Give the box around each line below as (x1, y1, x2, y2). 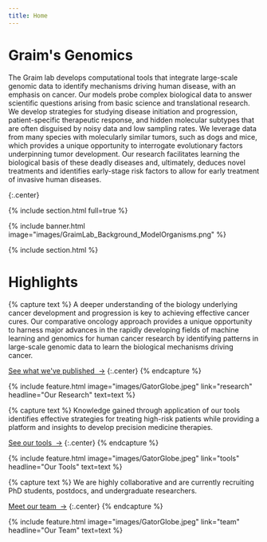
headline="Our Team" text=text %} (8, 525, 124, 535)
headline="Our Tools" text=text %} (8, 461, 123, 472)
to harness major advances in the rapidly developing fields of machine (8, 325, 239, 334)
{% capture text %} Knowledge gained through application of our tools (8, 405, 241, 415)
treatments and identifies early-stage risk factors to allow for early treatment (8, 165, 260, 176)
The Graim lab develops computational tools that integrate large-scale (8, 73, 238, 82)
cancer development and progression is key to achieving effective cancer (8, 308, 249, 317)
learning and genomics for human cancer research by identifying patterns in (8, 333, 259, 343)
